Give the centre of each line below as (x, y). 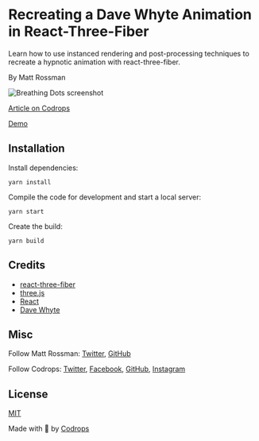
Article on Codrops (39, 108)
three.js (32, 292)
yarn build (26, 241)
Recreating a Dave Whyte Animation (130, 15)
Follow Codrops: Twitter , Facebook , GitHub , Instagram (97, 369)
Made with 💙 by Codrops (49, 429)
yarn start (26, 211)
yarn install (30, 182)
